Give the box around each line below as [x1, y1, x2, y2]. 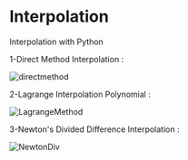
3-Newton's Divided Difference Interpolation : [9, 124, 180, 135]
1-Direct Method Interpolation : [9, 53, 124, 64]
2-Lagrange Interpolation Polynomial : [9, 89, 152, 99]
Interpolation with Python [9, 36, 104, 47]
